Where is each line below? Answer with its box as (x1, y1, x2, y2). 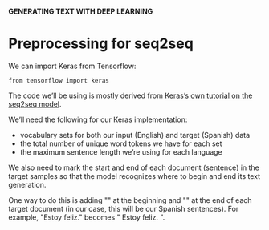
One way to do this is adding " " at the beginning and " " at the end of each (8, 195, 252, 204)
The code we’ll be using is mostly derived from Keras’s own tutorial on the (8, 91, 253, 100)
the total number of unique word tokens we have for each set (19, 139, 222, 148)
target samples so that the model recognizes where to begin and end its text (8, 171, 261, 180)
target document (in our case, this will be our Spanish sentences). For (8, 204, 239, 213)
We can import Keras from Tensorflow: (8, 61, 137, 71)
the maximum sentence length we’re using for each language (19, 147, 222, 156)
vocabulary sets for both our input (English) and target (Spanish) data (19, 130, 251, 139)
